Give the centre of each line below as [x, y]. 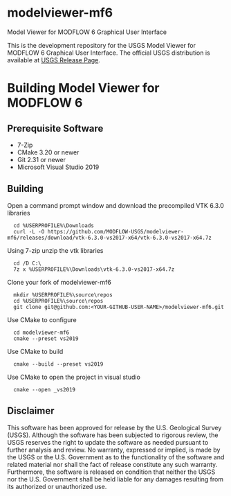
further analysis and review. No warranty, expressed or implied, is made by [114, 450]
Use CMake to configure [42, 319]
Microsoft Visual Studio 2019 [58, 167]
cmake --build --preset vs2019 [58, 364]
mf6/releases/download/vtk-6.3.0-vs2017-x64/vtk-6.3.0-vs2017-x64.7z [110, 238]
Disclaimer [31, 411]
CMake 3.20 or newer [48, 152]
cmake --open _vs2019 [45, 389]
